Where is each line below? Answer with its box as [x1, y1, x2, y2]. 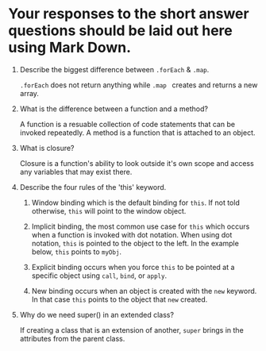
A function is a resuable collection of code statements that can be [19, 119, 236, 129]
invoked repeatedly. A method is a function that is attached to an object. [19, 128, 256, 137]
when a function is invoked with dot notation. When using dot [31, 229, 233, 239]
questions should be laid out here [8, 21, 233, 40]
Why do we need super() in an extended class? [19, 310, 175, 319]
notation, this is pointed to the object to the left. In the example [31, 238, 240, 248]
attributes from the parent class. [19, 334, 125, 343]
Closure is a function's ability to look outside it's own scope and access [19, 158, 254, 168]
